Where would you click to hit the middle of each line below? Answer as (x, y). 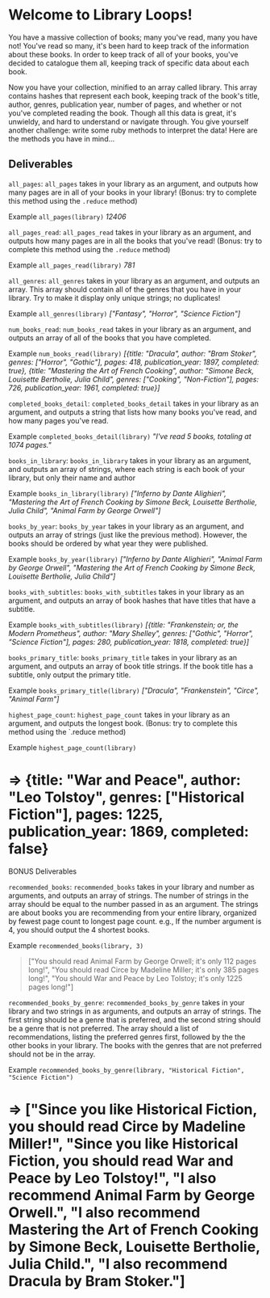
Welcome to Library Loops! (100, 15)
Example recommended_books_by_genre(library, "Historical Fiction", (127, 1069)
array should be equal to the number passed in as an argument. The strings (134, 904)
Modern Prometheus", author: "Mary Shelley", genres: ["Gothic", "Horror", (131, 633)
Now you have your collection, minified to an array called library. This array (133, 87)
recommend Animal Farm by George (132, 1195)
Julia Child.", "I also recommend (118, 1264)
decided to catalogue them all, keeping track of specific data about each (129, 63)
